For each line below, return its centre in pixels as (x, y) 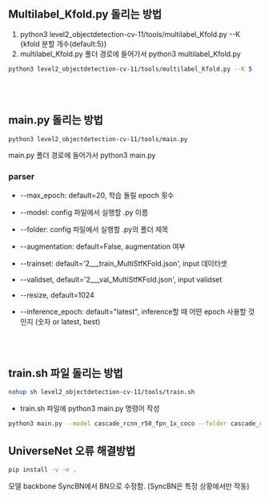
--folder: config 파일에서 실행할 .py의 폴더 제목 (94, 229)
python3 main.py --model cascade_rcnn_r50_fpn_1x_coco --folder (118, 424)
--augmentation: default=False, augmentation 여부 (102, 246)
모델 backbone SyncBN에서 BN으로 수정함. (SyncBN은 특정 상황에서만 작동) (129, 486)
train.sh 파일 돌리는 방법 (66, 373)
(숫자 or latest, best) (68, 321)
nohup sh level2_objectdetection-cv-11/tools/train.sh (102, 392)
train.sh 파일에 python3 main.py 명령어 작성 (90, 408)
